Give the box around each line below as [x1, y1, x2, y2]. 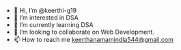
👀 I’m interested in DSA [13, 14, 79, 22]
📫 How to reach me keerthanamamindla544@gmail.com [13, 36, 174, 43]
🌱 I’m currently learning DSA [13, 21, 94, 28]
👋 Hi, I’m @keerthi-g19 [13, 7, 77, 14]
